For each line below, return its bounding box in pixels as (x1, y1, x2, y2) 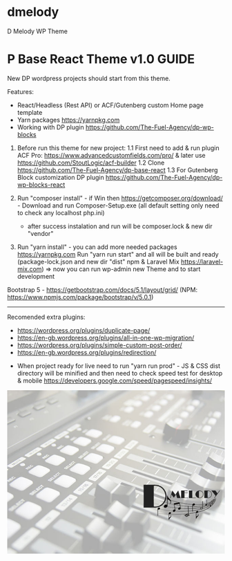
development (17, 272, 55, 280)
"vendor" (27, 229, 54, 237)
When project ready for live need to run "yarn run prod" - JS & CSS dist (17, 361, 221, 370)
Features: (7, 87, 35, 95)
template (17, 108, 43, 116)
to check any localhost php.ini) (17, 208, 105, 217)
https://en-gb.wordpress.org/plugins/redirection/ (17, 348, 157, 356)
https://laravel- (180, 257, 223, 266)
